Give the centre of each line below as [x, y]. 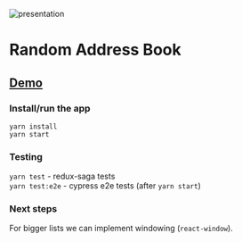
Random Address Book [96, 50]
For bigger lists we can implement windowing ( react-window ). [121, 229]
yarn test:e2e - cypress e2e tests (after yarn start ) [105, 186]
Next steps [33, 209]
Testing [26, 156]
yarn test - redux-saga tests [62, 176]
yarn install [33, 126]
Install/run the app [50, 108]
